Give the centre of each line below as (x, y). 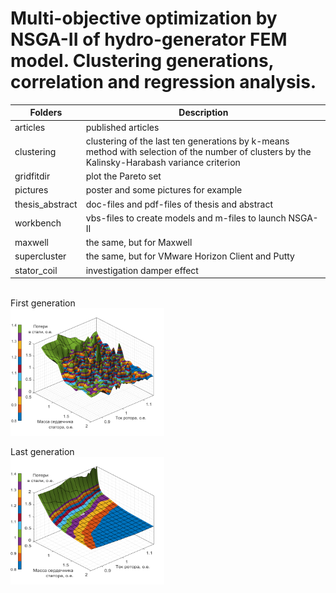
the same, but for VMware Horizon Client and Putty (190, 256)
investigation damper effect (142, 270)
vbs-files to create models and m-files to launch (186, 218)
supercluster (40, 256)
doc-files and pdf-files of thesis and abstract (179, 204)
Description (203, 113)
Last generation (42, 452)
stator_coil (36, 270)
